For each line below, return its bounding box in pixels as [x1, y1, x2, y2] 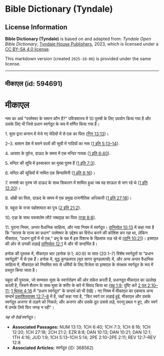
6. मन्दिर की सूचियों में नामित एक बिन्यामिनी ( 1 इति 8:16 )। [5, 170, 96, 176]
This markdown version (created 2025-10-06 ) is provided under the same [5, 56, 151, 62]
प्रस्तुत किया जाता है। [5, 267, 38, 273]
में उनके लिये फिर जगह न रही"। [5, 305, 55, 311]
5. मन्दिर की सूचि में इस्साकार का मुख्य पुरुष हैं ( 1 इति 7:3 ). [5, 160, 96, 166]
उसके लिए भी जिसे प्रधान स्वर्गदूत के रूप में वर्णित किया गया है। [5, 121, 100, 127]
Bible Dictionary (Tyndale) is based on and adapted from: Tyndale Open [5, 36, 151, 42]
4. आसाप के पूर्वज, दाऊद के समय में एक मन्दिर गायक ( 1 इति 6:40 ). [5, 151, 111, 156]
